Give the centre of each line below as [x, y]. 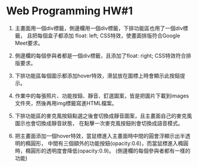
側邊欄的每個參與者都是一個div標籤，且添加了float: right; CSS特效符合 [100, 55]
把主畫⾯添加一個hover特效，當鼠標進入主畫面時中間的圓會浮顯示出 [97, 136]
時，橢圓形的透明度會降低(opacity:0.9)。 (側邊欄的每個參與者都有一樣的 [103, 150]
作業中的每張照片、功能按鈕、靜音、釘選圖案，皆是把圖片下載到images [102, 96]
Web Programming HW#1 [70, 11]
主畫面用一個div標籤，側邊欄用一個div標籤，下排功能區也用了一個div [99, 28]
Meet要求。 [29, 43]
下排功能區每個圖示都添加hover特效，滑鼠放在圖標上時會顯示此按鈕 [97, 75]
